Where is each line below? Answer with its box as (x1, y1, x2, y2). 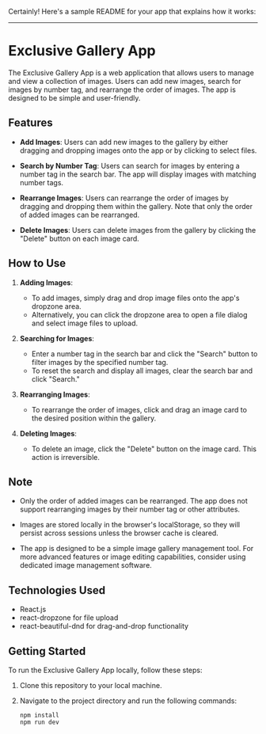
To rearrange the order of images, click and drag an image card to (31, 405, 248, 414)
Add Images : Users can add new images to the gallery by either (19, 137, 228, 146)
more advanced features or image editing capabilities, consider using (19, 552, 246, 561)
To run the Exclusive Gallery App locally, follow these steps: (8, 665, 203, 675)
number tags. (19, 177, 64, 187)
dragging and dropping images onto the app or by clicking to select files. (19, 146, 257, 155)
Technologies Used (8, 584, 105, 597)
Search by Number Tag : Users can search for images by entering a (19, 161, 240, 170)
